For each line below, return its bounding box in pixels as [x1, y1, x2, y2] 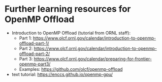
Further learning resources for [4, 3, 131, 15]
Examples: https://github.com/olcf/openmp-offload [19, 66, 123, 72]
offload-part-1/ [19, 40, 50, 46]
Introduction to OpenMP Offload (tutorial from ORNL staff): [11, 30, 131, 36]
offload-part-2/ [19, 50, 50, 57]
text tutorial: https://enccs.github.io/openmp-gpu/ [11, 71, 113, 77]
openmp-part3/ [19, 61, 51, 67]
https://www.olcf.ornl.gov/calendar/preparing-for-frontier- [33, 56, 152, 61]
